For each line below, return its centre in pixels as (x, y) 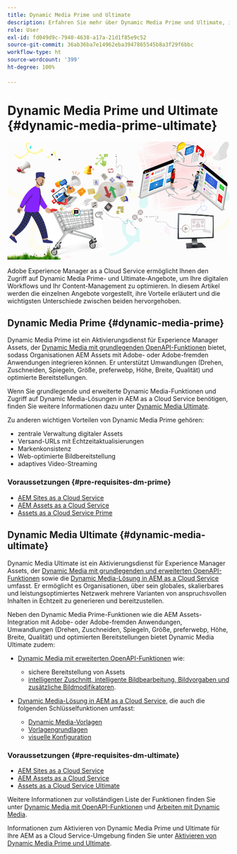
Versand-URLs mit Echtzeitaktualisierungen (81, 442)
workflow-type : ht (34, 52)
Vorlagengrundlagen (58, 729)
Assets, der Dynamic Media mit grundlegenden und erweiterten (99, 570)
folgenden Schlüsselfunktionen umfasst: (76, 708)
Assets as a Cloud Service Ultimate (68, 785)
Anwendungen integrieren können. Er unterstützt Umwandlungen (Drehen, (115, 363)
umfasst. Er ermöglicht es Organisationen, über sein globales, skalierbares (116, 585)
